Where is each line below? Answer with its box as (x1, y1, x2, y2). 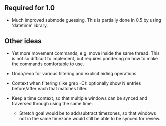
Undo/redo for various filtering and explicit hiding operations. (11, 70, 138, 76)
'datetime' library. (11, 22, 48, 28)
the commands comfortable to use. (11, 61, 84, 67)
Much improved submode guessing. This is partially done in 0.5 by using (11, 17, 161, 23)
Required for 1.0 (4, 4, 55, 12)
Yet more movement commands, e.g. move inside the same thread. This (11, 50, 160, 56)
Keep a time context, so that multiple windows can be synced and (11, 95, 148, 101)
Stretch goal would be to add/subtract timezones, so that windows (19, 110, 156, 116)
